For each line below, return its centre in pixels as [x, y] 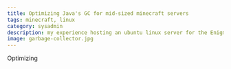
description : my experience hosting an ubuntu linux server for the [107, 32]
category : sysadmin [35, 26]
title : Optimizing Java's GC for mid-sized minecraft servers [98, 13]
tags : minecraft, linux [41, 20]
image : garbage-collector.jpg [51, 39]
